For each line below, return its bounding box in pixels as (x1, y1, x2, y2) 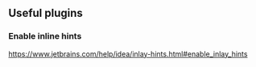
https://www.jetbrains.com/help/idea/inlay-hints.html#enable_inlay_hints (8, 48, 248, 59)
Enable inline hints (8, 31, 82, 42)
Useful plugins (8, 6, 83, 20)
